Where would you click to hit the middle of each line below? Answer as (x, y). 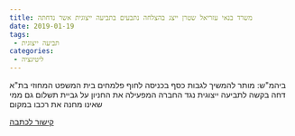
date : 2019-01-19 (42, 26)
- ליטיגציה (28, 59)
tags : (19, 34)
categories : (32, 51)
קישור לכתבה (32, 122)
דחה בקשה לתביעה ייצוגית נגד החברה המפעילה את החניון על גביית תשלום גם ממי (147, 95)
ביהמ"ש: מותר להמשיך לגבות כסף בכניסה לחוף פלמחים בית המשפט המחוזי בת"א (148, 85)
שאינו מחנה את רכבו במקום (56, 104)
